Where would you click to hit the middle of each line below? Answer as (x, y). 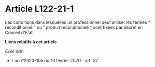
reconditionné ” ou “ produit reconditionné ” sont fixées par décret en (74, 27)
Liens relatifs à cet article (31, 41)
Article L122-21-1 (39, 9)
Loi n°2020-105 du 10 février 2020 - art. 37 (55, 60)
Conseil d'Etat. (20, 32)
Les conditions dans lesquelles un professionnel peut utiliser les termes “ (78, 22)
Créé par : (14, 51)
